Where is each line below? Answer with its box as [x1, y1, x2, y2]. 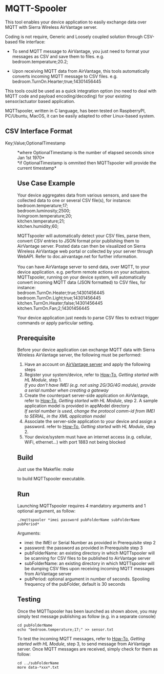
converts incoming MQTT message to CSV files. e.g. [12, 73, 118, 79]
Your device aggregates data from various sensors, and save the [17, 192, 147, 198]
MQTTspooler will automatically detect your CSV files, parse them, [17, 233, 151, 238]
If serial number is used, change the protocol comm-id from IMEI [24, 408, 155, 414]
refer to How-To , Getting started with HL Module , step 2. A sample [24, 398, 158, 404]
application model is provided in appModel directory [24, 403, 129, 409]
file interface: [19, 39, 45, 44]
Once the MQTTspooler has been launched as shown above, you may [17, 608, 157, 614]
